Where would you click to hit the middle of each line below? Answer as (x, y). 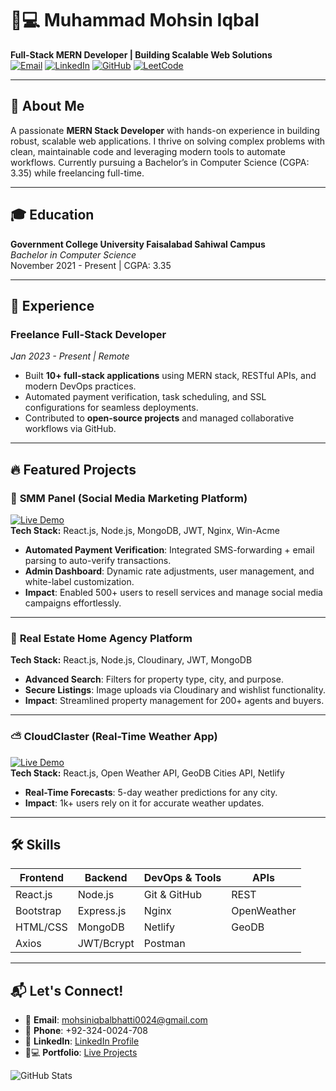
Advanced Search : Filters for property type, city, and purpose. (154, 679)
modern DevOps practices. (80, 386)
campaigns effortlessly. (73, 603)
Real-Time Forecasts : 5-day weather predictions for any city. (151, 792)
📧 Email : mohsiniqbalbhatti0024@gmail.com (116, 1020)
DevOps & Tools (182, 878)
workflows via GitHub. (70, 429)
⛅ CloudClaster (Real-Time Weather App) (114, 737)
